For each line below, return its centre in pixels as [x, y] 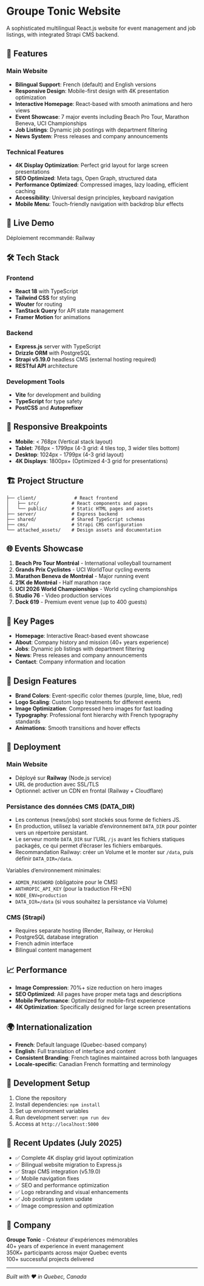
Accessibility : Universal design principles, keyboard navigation [94, 197]
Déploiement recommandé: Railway [51, 238]
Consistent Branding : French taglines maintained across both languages [106, 1058]
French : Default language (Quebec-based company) [81, 1044]
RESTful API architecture [46, 366]
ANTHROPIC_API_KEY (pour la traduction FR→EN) [73, 889]
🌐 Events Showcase [45, 549]
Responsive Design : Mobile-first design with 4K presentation [92, 91]
